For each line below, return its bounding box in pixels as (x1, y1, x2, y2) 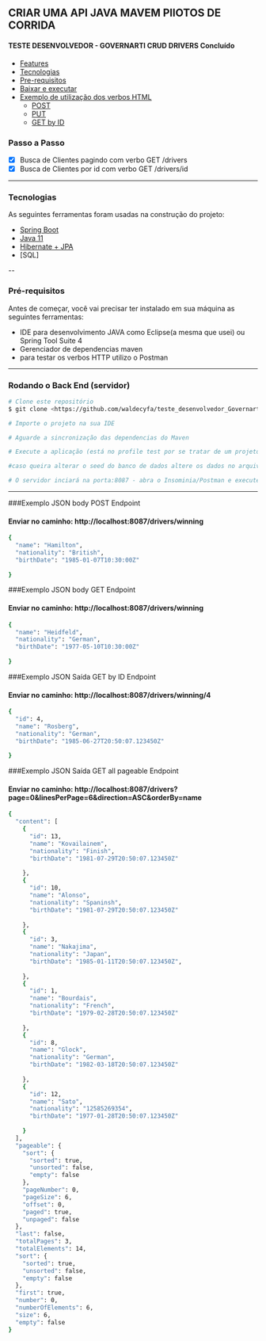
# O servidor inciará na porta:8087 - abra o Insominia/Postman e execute (8, 477, 260, 485)
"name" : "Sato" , (28, 1097, 83, 1106)
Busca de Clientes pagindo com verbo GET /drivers (19, 154, 188, 165)
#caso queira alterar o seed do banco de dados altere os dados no (8, 463, 236, 470)
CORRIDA (8, 19, 56, 32)
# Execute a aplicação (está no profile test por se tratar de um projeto (8, 448, 260, 456)
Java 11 (19, 234, 44, 243)
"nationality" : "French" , (28, 1002, 115, 1010)
